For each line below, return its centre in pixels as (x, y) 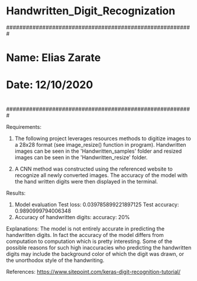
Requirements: (24, 127)
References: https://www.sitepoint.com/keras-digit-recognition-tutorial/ (93, 271)
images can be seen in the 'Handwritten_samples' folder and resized (98, 151)
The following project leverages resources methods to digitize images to (103, 138)
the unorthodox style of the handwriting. (55, 260)
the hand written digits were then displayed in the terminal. (86, 181)
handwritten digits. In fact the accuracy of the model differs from (85, 235)
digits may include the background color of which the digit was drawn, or (95, 254)
